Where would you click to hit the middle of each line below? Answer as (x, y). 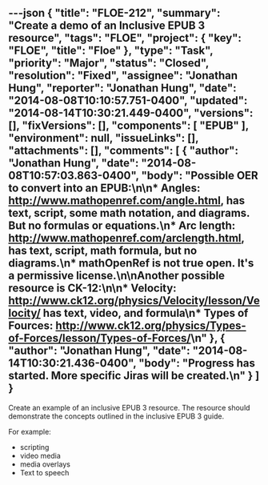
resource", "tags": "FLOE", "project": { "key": (125, 38)
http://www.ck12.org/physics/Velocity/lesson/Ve (134, 301)
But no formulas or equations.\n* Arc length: (122, 226)
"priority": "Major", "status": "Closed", (109, 63)
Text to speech (44, 472)
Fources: (31, 326)
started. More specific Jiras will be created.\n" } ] (134, 376)
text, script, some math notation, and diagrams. (129, 213)
